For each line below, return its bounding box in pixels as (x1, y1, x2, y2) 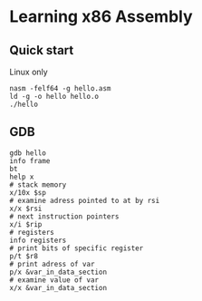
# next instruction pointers (9, 211, 120, 221)
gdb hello (9, 148, 47, 158)
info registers (9, 236, 67, 245)
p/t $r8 (9, 251, 39, 260)
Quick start (9, 43, 74, 58)
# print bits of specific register (9, 243, 144, 253)
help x (9, 172, 34, 181)
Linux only (9, 66, 48, 77)
